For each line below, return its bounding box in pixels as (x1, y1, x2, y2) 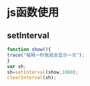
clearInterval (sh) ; (7, 74, 57, 81)
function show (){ (7, 46, 51, 52)
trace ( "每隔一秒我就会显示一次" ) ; (7, 52, 85, 58)
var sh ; (7, 63, 27, 70)
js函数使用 (7, 5, 59, 20)
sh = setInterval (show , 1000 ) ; (7, 69, 79, 75)
